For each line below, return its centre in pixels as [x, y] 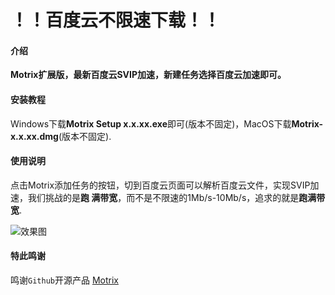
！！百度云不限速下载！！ [116, 20]
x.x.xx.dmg [34, 136]
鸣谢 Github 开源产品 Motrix [64, 280]
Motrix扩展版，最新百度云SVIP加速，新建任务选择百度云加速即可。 [148, 75]
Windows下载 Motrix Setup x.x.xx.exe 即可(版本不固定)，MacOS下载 [151, 123]
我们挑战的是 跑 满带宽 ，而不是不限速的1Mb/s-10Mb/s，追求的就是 [163, 197]
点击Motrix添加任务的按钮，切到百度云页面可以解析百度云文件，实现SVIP [160, 185]
